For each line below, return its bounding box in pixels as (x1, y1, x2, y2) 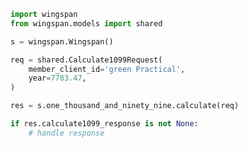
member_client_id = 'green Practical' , (28, 64, 186, 74)
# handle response (28, 128, 105, 138)
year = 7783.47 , (28, 73, 87, 84)
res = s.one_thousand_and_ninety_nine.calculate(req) (10, 101, 240, 111)
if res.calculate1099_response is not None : (10, 119, 199, 129)
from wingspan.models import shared (10, 18, 163, 29)
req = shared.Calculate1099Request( (10, 55, 163, 65)
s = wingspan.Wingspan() (10, 36, 114, 47)
